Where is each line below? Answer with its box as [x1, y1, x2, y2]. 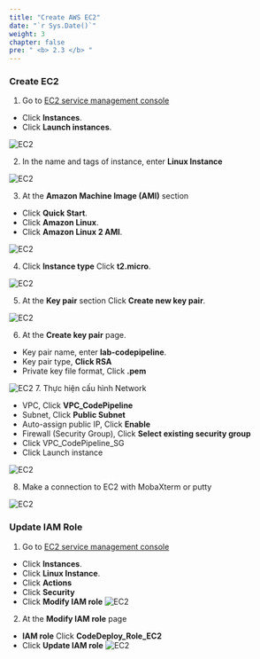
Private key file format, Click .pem [21, 365, 147, 377]
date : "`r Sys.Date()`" [9, 21, 97, 30]
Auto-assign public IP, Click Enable [21, 419, 151, 430]
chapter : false [9, 37, 65, 47]
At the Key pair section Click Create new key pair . [21, 295, 206, 306]
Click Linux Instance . [21, 568, 101, 578]
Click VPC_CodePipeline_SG [21, 438, 125, 449]
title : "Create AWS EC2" [9, 12, 101, 22]
